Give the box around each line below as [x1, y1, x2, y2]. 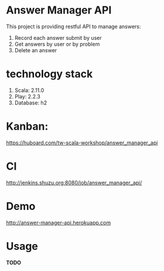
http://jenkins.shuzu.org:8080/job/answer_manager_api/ [6, 179, 142, 186]
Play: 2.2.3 [14, 93, 41, 100]
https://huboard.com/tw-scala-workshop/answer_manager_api [6, 139, 158, 146]
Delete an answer [14, 46, 57, 53]
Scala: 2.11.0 [14, 86, 45, 94]
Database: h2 [14, 99, 47, 106]
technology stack [6, 67, 93, 81]
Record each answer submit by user [14, 34, 102, 41]
